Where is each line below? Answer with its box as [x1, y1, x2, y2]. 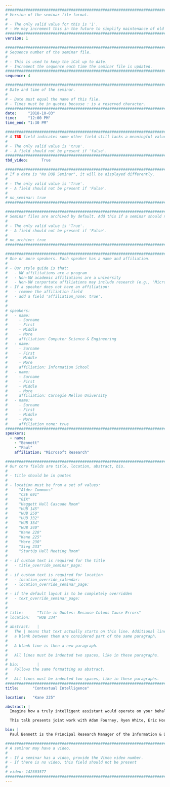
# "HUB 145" [5, 506, 39, 511]
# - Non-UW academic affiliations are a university [5, 275, 121, 280]
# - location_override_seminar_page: [5, 582, 90, 587]
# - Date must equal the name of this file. [5, 97, 101, 102]
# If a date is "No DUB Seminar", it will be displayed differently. [5, 172, 155, 177]
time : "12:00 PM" [5, 115, 51, 121]
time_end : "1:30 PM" [5, 120, 49, 125]
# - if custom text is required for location [5, 572, 103, 577]
